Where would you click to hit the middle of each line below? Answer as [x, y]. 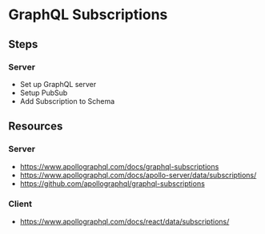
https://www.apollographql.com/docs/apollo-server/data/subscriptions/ [138, 175]
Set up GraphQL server [58, 84]
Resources [36, 127]
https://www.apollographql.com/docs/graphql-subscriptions [119, 166]
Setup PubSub [44, 93]
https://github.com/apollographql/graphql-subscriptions [112, 183]
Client [20, 204]
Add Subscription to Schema [67, 101]
